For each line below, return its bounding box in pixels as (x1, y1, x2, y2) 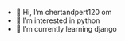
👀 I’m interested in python (15, 16, 100, 25)
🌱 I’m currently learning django (15, 24, 117, 33)
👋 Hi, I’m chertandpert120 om (15, 8, 112, 17)
